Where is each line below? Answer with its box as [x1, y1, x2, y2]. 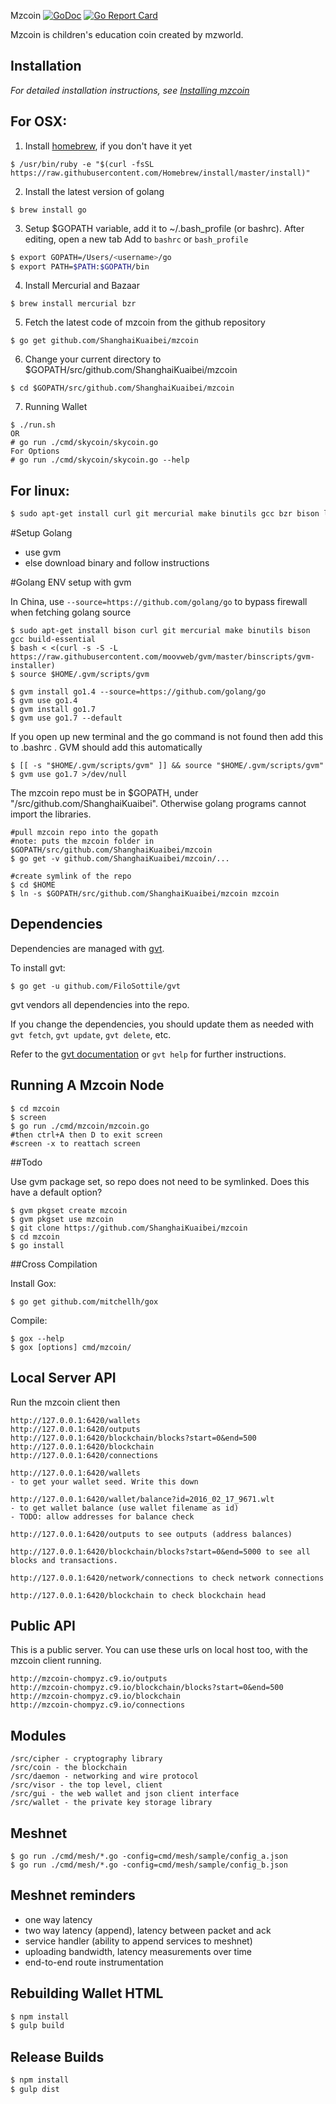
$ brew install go [10, 205, 87, 215]
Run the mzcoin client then [10, 1396, 121, 1408]
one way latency [24, 1913, 93, 1925]
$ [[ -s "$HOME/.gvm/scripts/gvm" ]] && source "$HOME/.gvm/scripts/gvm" [10, 761, 325, 771]
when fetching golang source [10, 606, 132, 619]
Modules [10, 1727, 67, 1744]
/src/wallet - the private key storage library [10, 1798, 213, 1808]
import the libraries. [10, 808, 92, 820]
